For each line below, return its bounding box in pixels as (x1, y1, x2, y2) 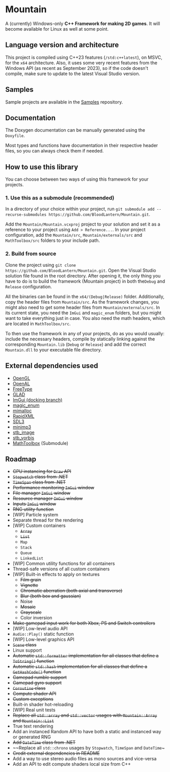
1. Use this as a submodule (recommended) (5, 194, 115, 202)
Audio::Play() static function (12, 631, 74, 637)
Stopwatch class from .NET (12, 474, 68, 480)
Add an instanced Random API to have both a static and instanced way (12, 729, 161, 735)
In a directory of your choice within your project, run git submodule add (5, 206, 155, 212)
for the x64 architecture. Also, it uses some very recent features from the (5, 60, 158, 66)
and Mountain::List (12, 718, 54, 724)
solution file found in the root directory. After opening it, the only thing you (5, 272, 161, 279)
